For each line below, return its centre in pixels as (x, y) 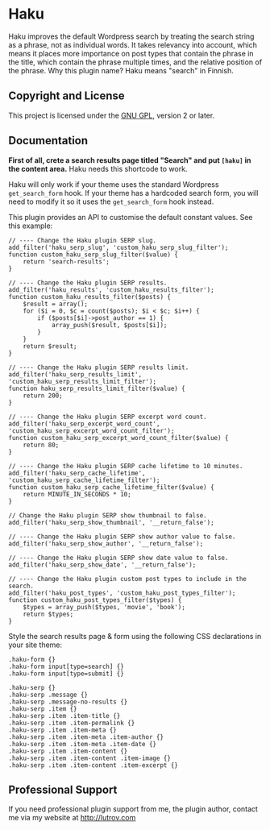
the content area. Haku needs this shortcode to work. (98, 168)
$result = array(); (56, 304)
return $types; (48, 614)
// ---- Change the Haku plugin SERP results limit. (99, 367)
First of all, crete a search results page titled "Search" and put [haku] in (130, 160)
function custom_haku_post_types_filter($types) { (95, 600)
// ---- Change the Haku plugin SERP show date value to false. (118, 558)
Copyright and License (66, 96)
